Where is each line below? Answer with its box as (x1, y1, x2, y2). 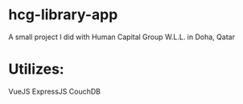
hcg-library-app (8, 6, 118, 24)
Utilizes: (8, 60, 64, 78)
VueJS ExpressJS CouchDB (8, 86, 101, 96)
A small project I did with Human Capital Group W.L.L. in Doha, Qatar (8, 32, 236, 42)
